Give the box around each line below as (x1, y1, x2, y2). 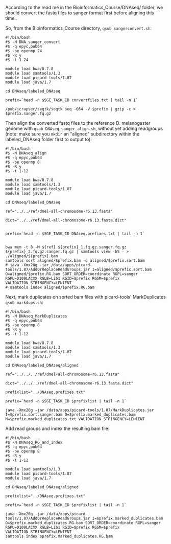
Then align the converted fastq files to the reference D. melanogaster (5, 120, 151, 126)
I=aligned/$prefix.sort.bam (92, 267, 152, 272)
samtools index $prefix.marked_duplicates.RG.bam (5, 534, 113, 539)
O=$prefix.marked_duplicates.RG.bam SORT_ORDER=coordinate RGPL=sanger (5, 520, 161, 526)
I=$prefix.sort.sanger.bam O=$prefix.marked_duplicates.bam (5, 412, 136, 417)
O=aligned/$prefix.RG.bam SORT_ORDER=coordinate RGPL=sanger (5, 271, 138, 277)
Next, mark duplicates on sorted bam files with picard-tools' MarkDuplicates (5, 294, 166, 300)
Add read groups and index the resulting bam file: (5, 425, 110, 432)
